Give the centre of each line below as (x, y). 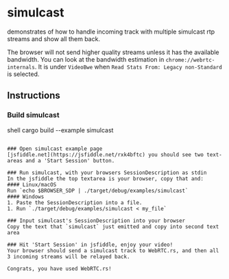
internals (21, 67)
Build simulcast (33, 115)
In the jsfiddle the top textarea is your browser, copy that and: (106, 179)
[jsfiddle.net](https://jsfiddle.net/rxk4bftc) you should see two (106, 155)
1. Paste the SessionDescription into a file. (75, 203)
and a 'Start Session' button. (70, 160)
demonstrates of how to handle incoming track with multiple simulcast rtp (111, 32)
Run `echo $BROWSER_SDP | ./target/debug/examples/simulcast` (98, 191)
